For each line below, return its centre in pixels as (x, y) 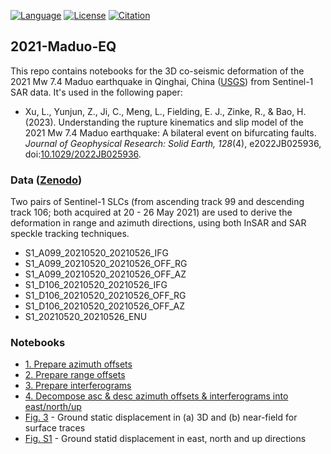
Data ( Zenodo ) (46, 180)
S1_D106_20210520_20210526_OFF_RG (105, 296)
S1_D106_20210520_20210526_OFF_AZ (105, 306)
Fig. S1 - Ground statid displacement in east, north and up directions (165, 439)
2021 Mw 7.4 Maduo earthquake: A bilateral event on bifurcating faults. (170, 132)
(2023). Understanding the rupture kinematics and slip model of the (164, 122)
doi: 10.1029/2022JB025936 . (83, 154)
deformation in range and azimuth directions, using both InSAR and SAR (158, 223)
